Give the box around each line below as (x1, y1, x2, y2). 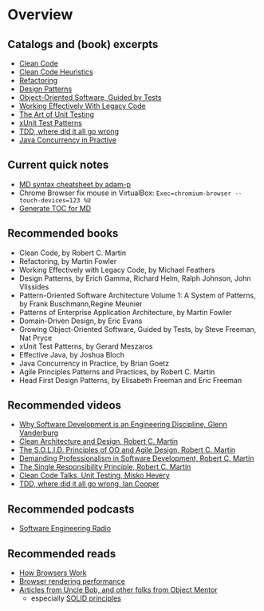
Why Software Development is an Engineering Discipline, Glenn (18, 420, 228, 429)
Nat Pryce (18, 333, 53, 342)
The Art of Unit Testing (18, 110, 95, 119)
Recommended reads (7, 546, 116, 561)
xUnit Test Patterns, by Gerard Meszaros (18, 341, 153, 351)
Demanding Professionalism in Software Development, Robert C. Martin (18, 453, 254, 463)
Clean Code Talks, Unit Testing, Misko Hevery (18, 470, 170, 481)
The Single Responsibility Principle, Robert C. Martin (18, 462, 191, 472)
